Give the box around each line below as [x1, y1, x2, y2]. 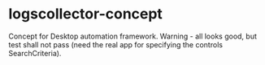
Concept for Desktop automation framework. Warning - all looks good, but [8, 31, 258, 41]
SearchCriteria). [8, 48, 62, 58]
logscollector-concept [8, 5, 163, 23]
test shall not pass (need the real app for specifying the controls [8, 39, 224, 49]
